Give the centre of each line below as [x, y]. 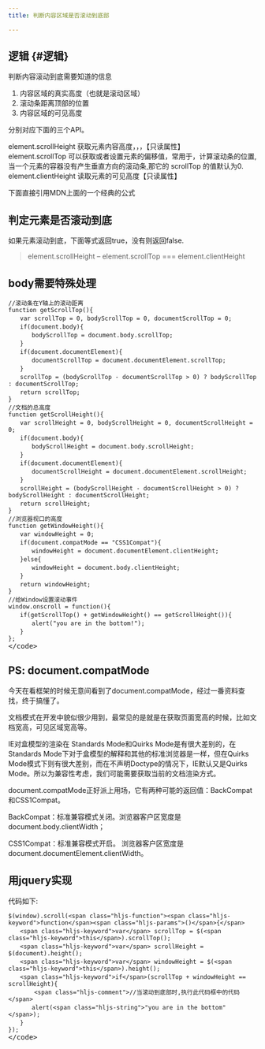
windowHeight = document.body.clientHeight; [106, 568]
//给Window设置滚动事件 [43, 600]
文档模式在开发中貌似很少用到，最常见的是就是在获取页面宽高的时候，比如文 [132, 717]
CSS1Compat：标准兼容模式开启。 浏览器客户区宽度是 [96, 843]
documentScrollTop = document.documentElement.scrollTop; [129, 361]
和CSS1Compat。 [36, 800]
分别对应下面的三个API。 [49, 130]
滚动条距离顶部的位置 [54, 103]
